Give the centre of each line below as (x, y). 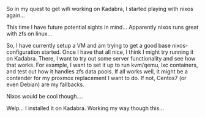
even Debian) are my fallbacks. (45, 84)
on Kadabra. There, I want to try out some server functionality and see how (101, 58)
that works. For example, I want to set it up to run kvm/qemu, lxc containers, (102, 65)
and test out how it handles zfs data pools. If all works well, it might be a (97, 72)
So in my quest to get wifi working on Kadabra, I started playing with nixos (100, 9)
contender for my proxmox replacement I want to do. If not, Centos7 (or (96, 78)
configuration (23, 52)
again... (16, 15)
